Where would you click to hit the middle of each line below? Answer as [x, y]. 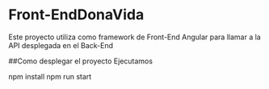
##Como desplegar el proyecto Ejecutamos [81, 61]
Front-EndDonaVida [76, 15]
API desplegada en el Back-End [61, 45]
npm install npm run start [50, 76]
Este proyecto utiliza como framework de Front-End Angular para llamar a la [134, 37]
